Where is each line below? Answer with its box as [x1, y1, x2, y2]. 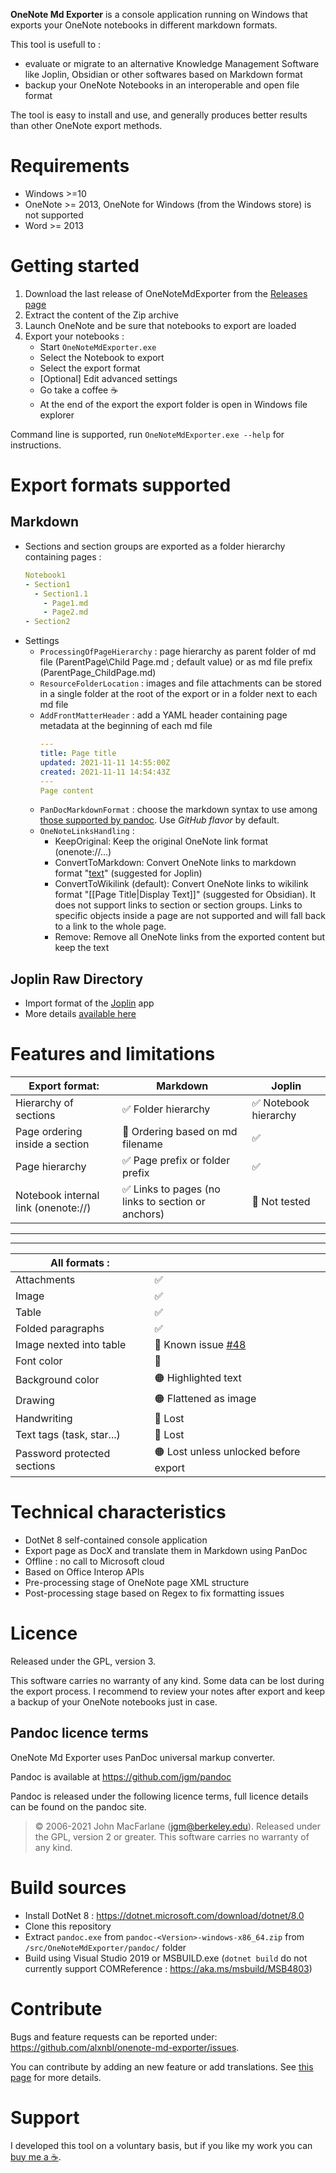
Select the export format [39, 362, 141, 374]
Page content [39, 785, 95, 796]
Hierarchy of [15, 1096, 75, 1110]
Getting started [10, 255, 140, 278]
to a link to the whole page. [54, 920, 167, 933]
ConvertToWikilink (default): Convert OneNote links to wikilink [54, 878, 309, 890]
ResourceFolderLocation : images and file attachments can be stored [39, 677, 322, 689]
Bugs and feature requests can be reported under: [10, 2030, 218, 2043]
